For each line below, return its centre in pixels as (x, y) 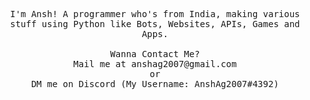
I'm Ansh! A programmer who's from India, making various (155, 14)
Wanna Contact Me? (155, 54)
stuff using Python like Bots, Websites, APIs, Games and (155, 24)
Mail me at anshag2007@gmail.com (155, 64)
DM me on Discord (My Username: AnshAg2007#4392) (155, 84)
